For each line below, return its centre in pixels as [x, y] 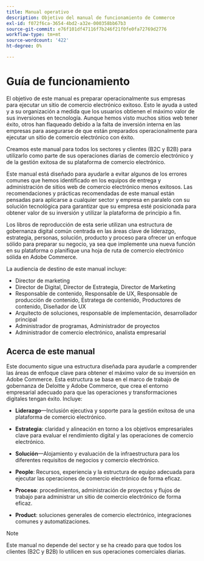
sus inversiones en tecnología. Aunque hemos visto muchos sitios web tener [102, 118]
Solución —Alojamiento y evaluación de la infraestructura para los [97, 453]
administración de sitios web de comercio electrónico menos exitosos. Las [100, 187]
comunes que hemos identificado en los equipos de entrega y [84, 180]
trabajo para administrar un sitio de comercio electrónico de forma [98, 496]
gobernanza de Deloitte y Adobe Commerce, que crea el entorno [87, 385]
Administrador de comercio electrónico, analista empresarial [90, 332]
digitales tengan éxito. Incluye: [45, 398]
